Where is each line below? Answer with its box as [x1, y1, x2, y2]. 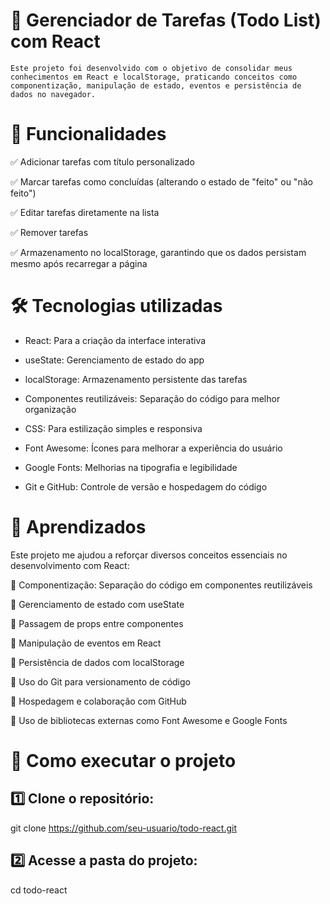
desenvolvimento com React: [10, 559, 130, 571]
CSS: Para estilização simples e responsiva [24, 422, 203, 434]
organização [24, 403, 77, 415]
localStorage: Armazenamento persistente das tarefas [24, 373, 248, 385]
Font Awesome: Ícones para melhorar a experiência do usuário [24, 442, 283, 454]
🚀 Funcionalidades [10, 123, 167, 146]
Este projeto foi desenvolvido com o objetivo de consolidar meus [10, 63, 293, 73]
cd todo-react [10, 884, 68, 896]
